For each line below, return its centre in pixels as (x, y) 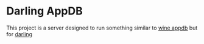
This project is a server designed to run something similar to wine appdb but (102, 28)
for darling (19, 34)
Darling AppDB (45, 11)
